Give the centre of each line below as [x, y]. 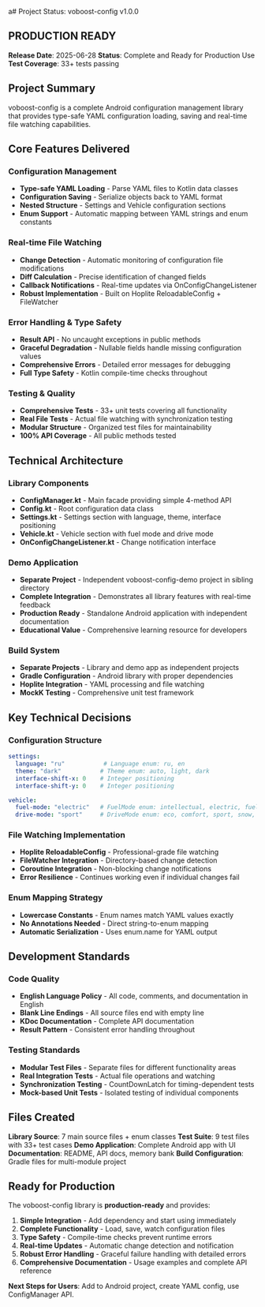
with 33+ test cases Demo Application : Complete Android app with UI [122, 1144]
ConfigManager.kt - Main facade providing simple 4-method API [125, 500]
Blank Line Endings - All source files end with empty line [112, 1013]
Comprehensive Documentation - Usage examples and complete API [133, 1263]
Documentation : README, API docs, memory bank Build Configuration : [126, 1153]
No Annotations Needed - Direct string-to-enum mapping [114, 923]
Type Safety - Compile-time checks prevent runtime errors [116, 1238]
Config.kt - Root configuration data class [86, 508]
